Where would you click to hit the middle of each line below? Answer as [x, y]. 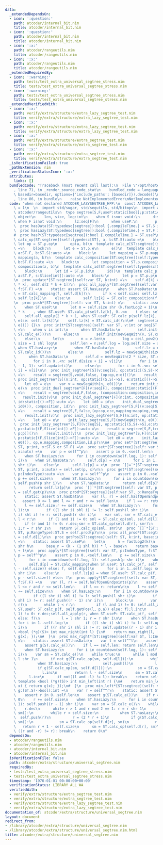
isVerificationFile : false [37, 758]
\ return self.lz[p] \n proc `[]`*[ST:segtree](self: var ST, [83, 487]
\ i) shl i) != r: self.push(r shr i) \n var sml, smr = [75, 515]
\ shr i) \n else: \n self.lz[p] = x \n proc [67, 465]
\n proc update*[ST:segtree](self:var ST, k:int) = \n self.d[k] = [87, 280]
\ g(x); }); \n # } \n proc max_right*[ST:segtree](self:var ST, [80, 636]
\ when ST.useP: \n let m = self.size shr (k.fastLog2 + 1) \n [86, 307]
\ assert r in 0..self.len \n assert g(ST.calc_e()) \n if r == [88, 695]
